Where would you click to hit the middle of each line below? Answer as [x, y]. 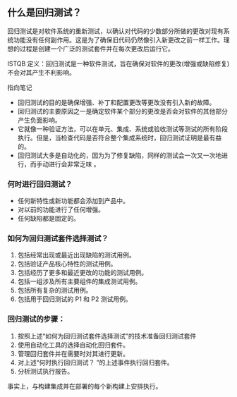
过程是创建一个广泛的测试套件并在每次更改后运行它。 [97, 49]
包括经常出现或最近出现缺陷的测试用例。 [76, 255]
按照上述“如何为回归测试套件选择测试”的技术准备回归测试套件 [107, 336]
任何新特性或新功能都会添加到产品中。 [73, 201]
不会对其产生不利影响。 [41, 72]
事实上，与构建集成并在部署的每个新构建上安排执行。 [85, 386]
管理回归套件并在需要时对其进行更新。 [73, 353]
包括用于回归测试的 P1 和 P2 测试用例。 [74, 299]
